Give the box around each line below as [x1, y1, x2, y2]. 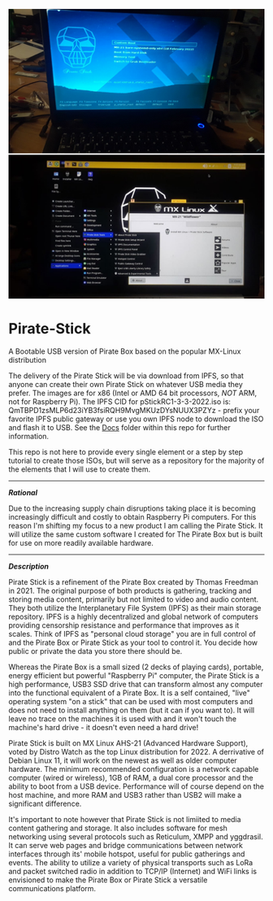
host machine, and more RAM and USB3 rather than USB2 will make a [8, 790, 242, 799]
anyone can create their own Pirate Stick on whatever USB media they [8, 379, 244, 389]
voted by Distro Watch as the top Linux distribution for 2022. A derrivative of [8, 746, 265, 756]
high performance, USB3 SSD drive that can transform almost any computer [8, 679, 263, 689]
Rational [8, 487, 38, 497]
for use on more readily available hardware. [8, 538, 154, 547]
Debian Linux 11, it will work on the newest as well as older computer [8, 755, 237, 765]
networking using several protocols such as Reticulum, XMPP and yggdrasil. [8, 831, 263, 842]
